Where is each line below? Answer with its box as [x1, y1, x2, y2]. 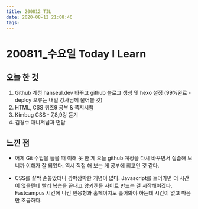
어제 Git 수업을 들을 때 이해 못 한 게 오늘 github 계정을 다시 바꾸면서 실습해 [14, 155, 186, 162]
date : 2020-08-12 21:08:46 [6, 14, 73, 20]
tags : [6, 20, 20, 25]
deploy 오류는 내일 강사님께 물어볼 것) [14, 97, 103, 104]
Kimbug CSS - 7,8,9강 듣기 [14, 111, 79, 118]
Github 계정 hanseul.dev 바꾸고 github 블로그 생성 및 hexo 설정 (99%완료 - [14, 89, 191, 97]
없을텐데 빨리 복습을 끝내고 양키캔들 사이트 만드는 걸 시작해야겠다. [21, 182, 173, 189]
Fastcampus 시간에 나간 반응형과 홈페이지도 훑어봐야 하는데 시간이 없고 [14, 189, 180, 197]
